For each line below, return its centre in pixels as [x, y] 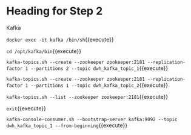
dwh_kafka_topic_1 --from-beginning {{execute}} [67, 125]
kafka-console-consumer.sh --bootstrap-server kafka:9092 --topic [92, 119]
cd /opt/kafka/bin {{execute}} [44, 51]
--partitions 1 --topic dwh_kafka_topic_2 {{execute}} [99, 85]
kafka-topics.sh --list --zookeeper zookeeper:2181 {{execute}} [87, 96]
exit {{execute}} [26, 108]
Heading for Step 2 [55, 11]
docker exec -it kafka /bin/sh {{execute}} [60, 39]
